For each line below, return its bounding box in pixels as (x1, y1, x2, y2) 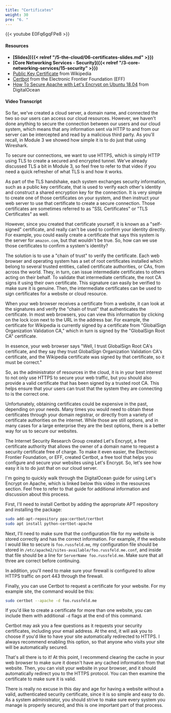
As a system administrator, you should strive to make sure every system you (5, 697, 166, 703)
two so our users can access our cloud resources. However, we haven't (5, 115, 156, 121)
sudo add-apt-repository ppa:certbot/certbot (5, 516, 104, 521)
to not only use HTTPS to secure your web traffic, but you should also (5, 374, 152, 381)
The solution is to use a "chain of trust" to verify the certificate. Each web (5, 252, 160, 259)
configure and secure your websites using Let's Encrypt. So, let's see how (5, 459, 162, 466)
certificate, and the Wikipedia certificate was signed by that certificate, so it (5, 354, 165, 360)
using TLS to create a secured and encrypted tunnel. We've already (5, 157, 148, 164)
